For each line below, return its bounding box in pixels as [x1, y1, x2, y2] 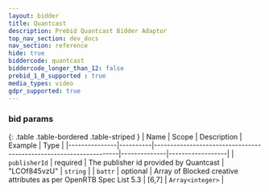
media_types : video [8, 79, 74, 87]
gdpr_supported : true [8, 86, 81, 95]
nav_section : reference [8, 42, 89, 50]
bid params [8, 114, 54, 125]
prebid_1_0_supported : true [8, 72, 106, 80]
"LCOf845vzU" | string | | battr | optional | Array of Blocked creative [8, 166, 239, 176]
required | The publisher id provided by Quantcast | [54, 157, 225, 167]
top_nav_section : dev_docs [8, 34, 99, 43]
